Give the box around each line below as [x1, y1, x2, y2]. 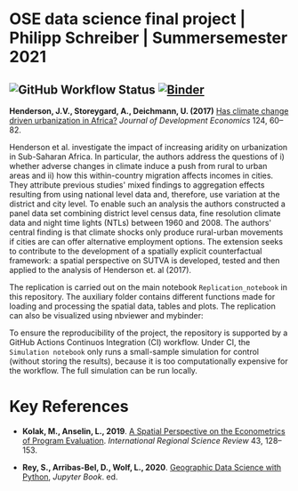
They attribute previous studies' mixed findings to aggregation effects [9, 180, 265, 190]
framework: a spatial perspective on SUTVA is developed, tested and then [9, 255, 280, 266]
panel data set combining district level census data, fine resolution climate [9, 208, 281, 218]
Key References [9, 397, 129, 417]
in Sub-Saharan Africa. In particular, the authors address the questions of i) [9, 151, 285, 162]
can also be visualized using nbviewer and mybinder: [9, 310, 204, 320]
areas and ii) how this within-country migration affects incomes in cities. [9, 170, 274, 181]
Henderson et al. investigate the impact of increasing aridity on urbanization [9, 142, 288, 152]
